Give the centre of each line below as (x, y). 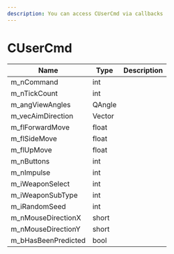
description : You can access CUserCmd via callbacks (85, 14)
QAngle (104, 104)
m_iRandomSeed (38, 206)
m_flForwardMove (40, 127)
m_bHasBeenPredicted (48, 240)
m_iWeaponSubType (44, 195)
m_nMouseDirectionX (46, 218)
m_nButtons (30, 161)
